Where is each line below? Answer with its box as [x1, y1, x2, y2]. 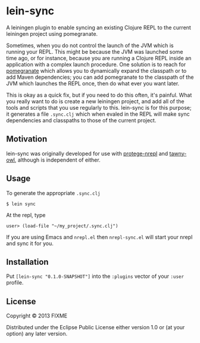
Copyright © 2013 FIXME [6, 312, 67, 320]
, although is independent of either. [14, 156, 101, 163]
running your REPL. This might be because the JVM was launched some [6, 48, 183, 55]
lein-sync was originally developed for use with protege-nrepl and [6, 150, 168, 157]
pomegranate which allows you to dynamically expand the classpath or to [6, 67, 187, 74]
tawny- [169, 150, 187, 157]
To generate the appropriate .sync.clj [6, 189, 101, 196]
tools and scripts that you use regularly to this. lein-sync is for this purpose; [6, 104, 192, 111]
